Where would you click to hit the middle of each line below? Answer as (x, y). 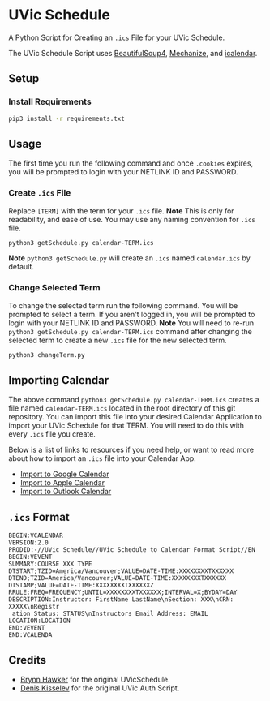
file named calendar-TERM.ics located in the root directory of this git (122, 408)
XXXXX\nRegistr (34, 607)
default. (21, 267)
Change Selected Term (55, 288)
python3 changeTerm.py (47, 355)
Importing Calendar (59, 380)
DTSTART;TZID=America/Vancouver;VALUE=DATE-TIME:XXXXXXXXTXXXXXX (121, 571)
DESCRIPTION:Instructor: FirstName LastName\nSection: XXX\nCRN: (121, 600)
